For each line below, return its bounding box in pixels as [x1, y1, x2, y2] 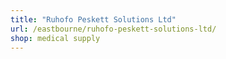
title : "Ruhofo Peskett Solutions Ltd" [10, 14, 177, 25]
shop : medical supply [10, 33, 101, 43]
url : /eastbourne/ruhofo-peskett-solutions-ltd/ [10, 24, 217, 34]
